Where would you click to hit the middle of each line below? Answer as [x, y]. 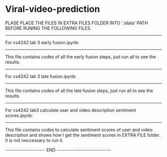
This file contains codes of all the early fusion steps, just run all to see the [81, 57]
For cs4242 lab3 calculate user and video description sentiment [71, 110]
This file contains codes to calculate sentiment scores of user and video [79, 130]
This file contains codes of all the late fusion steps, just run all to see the [79, 90]
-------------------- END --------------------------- [58, 150]
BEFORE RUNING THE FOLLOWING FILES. [48, 28]
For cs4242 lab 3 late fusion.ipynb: [41, 76]
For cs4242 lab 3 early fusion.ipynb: [42, 42]
